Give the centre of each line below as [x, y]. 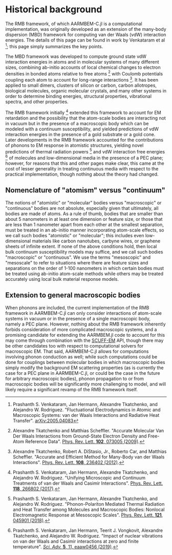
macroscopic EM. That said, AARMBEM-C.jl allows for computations [77, 351]
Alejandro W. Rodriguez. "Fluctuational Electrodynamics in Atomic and [87, 410]
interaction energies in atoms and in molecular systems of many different [82, 62]
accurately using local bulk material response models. [62, 279]
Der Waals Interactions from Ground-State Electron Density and [80, 436]
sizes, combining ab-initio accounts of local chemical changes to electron [83, 67]
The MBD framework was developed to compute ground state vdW [76, 56]
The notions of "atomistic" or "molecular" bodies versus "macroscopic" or [83, 203]
